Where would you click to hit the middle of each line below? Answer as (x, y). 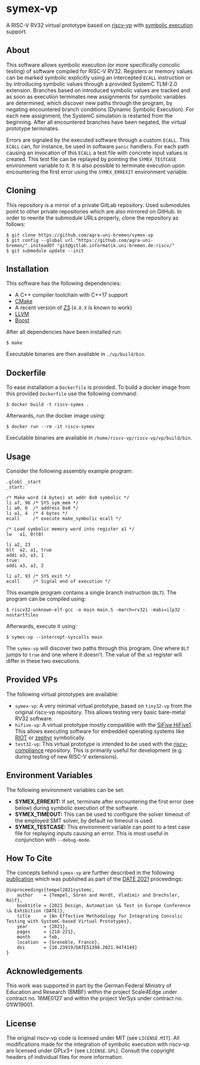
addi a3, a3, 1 (25, 555)
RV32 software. (34, 718)
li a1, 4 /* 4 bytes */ (37, 513)
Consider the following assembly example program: (70, 471)
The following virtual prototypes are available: (62, 694)
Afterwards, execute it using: (41, 626)
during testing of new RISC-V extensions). (67, 756)
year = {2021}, (42, 927)
